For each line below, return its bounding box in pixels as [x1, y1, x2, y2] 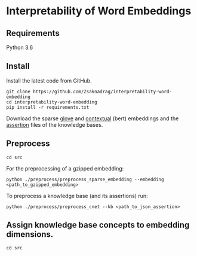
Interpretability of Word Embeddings [6, 4, 192, 18]
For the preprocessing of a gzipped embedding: [6, 164, 124, 172]
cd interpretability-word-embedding [6, 99, 97, 105]
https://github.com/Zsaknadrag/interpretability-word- [32, 89, 172, 95]
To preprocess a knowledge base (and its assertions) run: [6, 192, 148, 199]
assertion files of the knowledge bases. [6, 121, 103, 128]
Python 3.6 [6, 44, 33, 51]
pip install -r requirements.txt [6, 104, 90, 110]
